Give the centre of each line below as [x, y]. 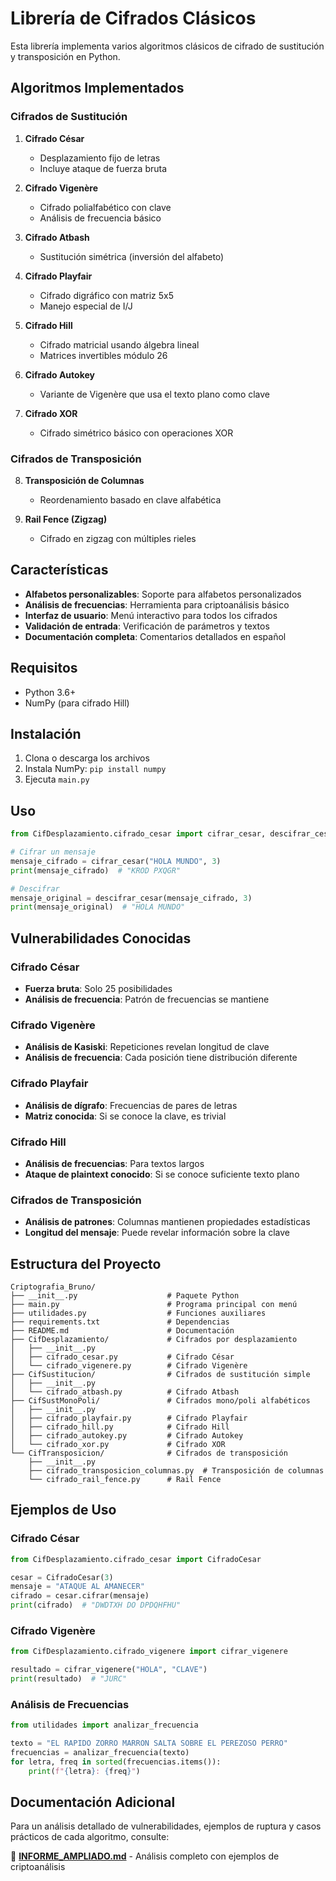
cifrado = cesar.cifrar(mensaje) [80, 1596]
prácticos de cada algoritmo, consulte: [90, 1837]
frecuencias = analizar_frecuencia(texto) [100, 1753]
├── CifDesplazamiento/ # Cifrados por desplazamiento [154, 1339]
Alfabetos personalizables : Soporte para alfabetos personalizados [163, 594]
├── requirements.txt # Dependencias [120, 1322]
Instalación [46, 733]
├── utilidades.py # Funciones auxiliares [138, 1313]
